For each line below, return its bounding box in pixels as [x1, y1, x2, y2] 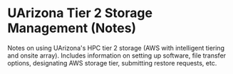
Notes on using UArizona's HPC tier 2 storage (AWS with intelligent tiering [7, 43, 224, 52]
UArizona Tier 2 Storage [7, 5, 153, 21]
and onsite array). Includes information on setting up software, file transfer [7, 51, 227, 60]
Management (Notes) [7, 20, 137, 36]
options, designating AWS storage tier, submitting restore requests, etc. [7, 58, 217, 67]
